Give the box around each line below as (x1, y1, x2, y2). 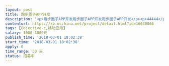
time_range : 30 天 (5, 49, 43, 54)
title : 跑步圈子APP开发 (5, 12, 50, 17)
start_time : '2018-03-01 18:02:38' (5, 40, 80, 45)
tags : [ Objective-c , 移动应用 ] (5, 26, 65, 31)
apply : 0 (5, 44, 24, 49)
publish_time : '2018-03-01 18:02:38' (5, 35, 84, 40)
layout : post (5, 7, 33, 12)
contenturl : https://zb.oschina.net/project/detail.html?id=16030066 (5, 21, 154, 26)
